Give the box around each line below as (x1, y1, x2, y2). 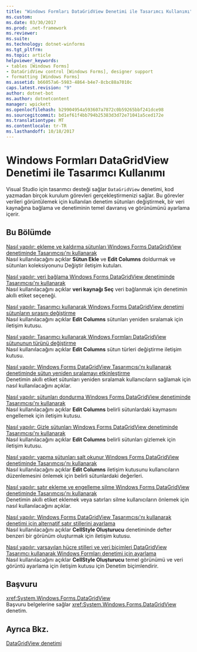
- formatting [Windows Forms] (6, 74, 80, 80)
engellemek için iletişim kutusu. (6, 412, 82, 419)
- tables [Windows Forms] (6, 63, 69, 69)
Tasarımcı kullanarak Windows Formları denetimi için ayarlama (6, 549, 157, 557)
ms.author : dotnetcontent (6, 96, 69, 101)
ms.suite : (6, 36, 30, 42)
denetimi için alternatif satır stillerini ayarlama (6, 519, 116, 527)
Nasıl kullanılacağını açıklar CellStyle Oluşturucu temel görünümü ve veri (6, 556, 184, 563)
